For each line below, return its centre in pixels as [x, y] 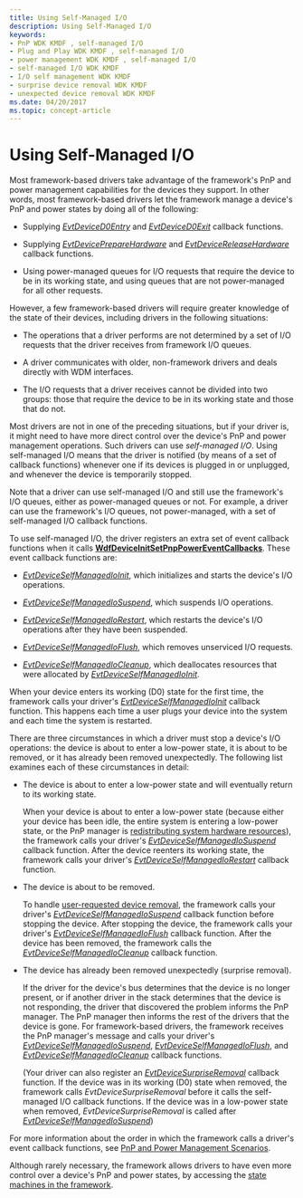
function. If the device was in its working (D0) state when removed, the [155, 1082]
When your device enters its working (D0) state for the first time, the [137, 692]
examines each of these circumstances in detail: [99, 767]
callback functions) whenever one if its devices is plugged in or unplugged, [150, 465]
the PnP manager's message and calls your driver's [118, 1036]
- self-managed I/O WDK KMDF [64, 69]
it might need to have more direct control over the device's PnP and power [148, 436]
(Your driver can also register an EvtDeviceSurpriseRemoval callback [151, 1073]
